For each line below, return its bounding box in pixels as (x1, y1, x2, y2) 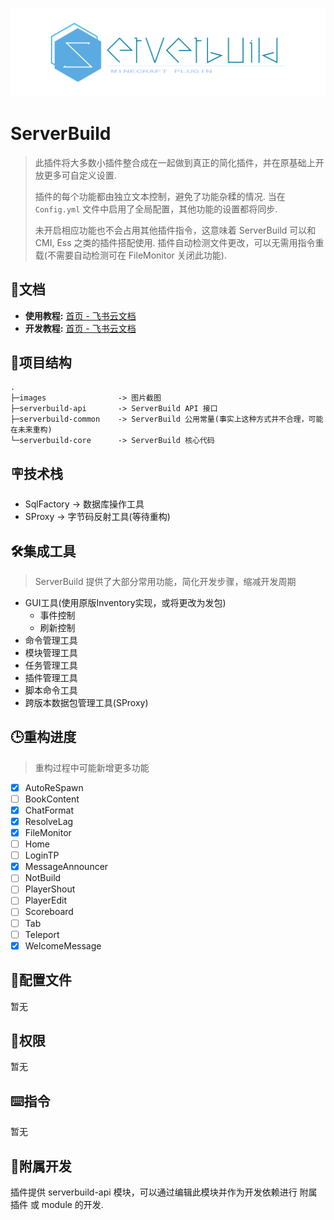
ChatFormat (24, 804, 75, 816)
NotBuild (24, 872, 62, 884)
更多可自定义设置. (43, 169, 117, 181)
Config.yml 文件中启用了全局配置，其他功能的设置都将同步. (34, 203, 278, 215)
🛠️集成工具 (10, 543, 77, 560)
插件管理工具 (24, 671, 78, 683)
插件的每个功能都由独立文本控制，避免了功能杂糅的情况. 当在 (34, 190, 286, 202)
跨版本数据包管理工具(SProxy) (24, 696, 149, 708)
